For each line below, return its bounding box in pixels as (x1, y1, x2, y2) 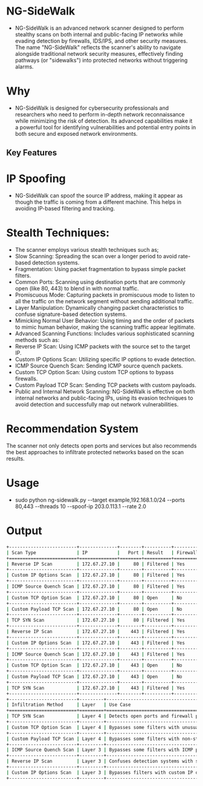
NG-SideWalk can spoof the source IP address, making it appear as (14, 192, 183, 200)
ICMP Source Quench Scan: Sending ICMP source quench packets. (14, 362, 183, 369)
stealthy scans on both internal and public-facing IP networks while (14, 30, 183, 38)
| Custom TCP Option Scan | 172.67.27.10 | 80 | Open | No (6, 594, 182, 601)
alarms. (14, 62, 34, 70)
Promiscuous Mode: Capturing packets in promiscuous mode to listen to (14, 291, 195, 298)
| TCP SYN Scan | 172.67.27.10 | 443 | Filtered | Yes (6, 685, 185, 691)
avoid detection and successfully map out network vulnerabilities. (14, 401, 179, 408)
